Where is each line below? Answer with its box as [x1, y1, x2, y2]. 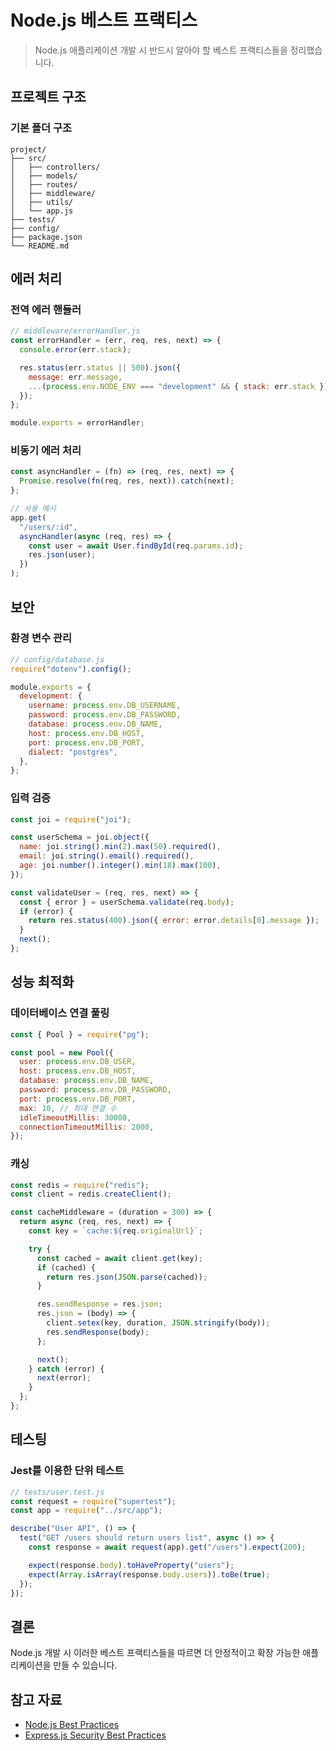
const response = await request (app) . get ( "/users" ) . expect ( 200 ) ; [28, 1542, 307, 1553]
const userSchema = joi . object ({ [10, 832, 150, 843]
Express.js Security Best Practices [24, 1729, 167, 1741]
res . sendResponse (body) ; [46, 1327, 150, 1337]
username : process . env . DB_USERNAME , [28, 701, 182, 711]
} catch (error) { [28, 1364, 105, 1374]
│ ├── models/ [10, 171, 78, 181]
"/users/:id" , [19, 522, 78, 532]
